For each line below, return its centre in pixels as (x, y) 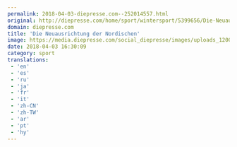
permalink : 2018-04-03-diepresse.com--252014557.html (88, 14)
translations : (28, 60)
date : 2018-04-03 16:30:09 (47, 47)
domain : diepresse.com (41, 27)
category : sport (31, 54)
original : (22, 20)
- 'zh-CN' (25, 106)
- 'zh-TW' (25, 112)
